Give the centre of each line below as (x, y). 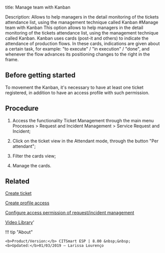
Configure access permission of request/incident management (70, 213)
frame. (12, 59)
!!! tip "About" (19, 232)
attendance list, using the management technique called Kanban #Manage (82, 22)
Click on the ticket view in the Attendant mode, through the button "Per (85, 141)
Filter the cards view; (34, 156)
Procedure (22, 108)
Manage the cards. (32, 165)
